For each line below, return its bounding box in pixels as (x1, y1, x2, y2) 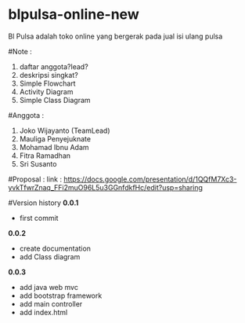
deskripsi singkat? (19, 70, 78, 79)
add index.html (19, 307, 68, 317)
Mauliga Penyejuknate (19, 134, 92, 143)
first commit (19, 213, 59, 222)
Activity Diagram (19, 86, 74, 96)
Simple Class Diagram (19, 95, 92, 105)
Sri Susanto (19, 159, 57, 168)
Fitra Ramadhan (19, 151, 71, 160)
